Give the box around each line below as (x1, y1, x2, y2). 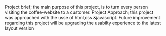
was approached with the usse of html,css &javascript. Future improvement (5, 15, 161, 20)
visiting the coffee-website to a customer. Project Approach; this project (5, 9, 154, 15)
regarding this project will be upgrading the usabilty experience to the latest (5, 20, 161, 26)
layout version (5, 25, 34, 31)
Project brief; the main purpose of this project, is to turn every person (5, 4, 148, 10)
